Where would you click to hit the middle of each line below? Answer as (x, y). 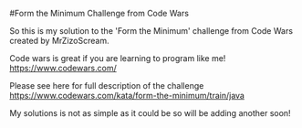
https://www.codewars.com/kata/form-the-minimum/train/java (127, 96)
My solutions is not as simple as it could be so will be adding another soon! (150, 113)
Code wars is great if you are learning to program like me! (118, 58)
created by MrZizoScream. (59, 41)
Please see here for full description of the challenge (107, 85)
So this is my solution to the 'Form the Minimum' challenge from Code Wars (151, 31)
